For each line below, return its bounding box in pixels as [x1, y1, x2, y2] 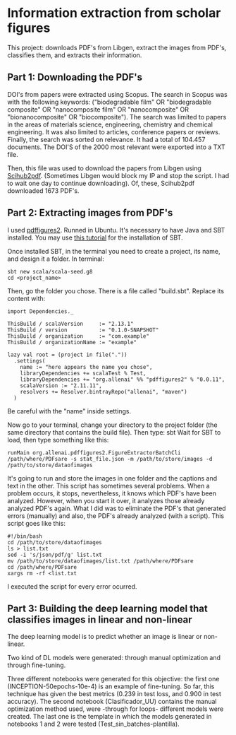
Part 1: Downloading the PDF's [7, 71, 143, 83]
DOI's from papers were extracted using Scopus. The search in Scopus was [7, 90, 228, 98]
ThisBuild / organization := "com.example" [7, 332, 150, 340]
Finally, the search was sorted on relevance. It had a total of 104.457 [7, 135, 206, 143]
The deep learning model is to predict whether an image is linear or [7, 633, 202, 641]
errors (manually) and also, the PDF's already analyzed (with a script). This [7, 511, 225, 520]
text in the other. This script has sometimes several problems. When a [7, 481, 210, 490]
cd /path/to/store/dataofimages [7, 539, 102, 546]
